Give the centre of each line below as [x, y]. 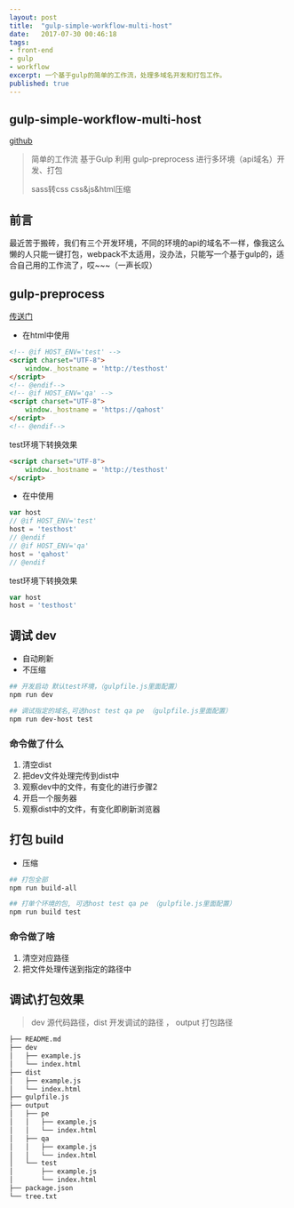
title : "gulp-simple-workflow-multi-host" [91, 26]
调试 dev [33, 635]
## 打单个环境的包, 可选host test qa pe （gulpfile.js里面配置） [123, 904]
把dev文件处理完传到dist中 [71, 775]
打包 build [36, 840]
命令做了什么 [37, 743]
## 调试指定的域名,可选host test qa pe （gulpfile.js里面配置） [121, 711]
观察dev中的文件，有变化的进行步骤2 [90, 787]
